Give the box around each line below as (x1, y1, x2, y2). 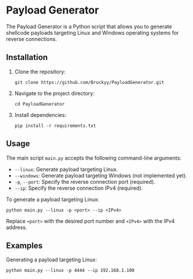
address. (6, 224, 27, 231)
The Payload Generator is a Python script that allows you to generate (6, 23, 173, 30)
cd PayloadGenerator (14, 101, 65, 107)
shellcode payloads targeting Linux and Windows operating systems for (6, 29, 180, 36)
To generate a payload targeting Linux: (6, 196, 99, 203)
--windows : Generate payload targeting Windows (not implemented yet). (14, 172, 187, 179)
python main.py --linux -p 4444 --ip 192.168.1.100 (6, 268, 135, 274)
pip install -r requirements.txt (14, 123, 96, 129)
